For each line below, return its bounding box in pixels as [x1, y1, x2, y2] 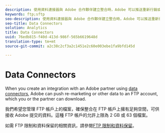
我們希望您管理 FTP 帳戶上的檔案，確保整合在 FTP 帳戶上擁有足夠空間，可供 [5, 106, 160, 112]
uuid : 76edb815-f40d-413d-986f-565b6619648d [5, 35, 98, 40]
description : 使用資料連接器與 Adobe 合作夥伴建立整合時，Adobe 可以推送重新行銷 [5, 7, 158, 12]
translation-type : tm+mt [5, 39, 56, 44]
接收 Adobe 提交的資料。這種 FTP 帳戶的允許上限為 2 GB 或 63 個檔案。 [5, 112, 151, 118]
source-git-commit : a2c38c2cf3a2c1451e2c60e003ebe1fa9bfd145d [5, 44, 135, 49]
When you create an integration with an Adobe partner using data [5, 85, 138, 91]
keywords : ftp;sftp [5, 12, 45, 17]
